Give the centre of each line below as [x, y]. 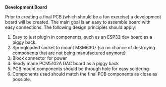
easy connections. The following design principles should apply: [71, 27]
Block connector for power [40, 58]
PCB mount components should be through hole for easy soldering [81, 69]
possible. [22, 79]
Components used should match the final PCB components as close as [85, 74]
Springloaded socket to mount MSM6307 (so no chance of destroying [83, 47]
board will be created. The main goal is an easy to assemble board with [78, 22]
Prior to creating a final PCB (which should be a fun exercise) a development [83, 17]
